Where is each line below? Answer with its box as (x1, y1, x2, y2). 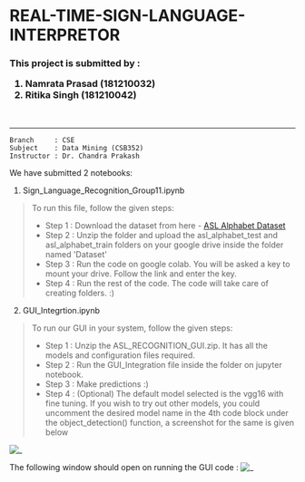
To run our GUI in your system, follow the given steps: (31, 323, 233, 333)
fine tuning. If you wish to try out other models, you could (44, 398, 261, 409)
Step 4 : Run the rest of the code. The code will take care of (44, 277, 270, 288)
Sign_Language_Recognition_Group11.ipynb (22, 185, 185, 196)
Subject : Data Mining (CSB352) (9, 143, 144, 152)
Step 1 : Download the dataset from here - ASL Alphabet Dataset (44, 219, 286, 231)
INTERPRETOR (9, 24, 121, 45)
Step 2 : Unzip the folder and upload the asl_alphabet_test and (44, 229, 279, 240)
